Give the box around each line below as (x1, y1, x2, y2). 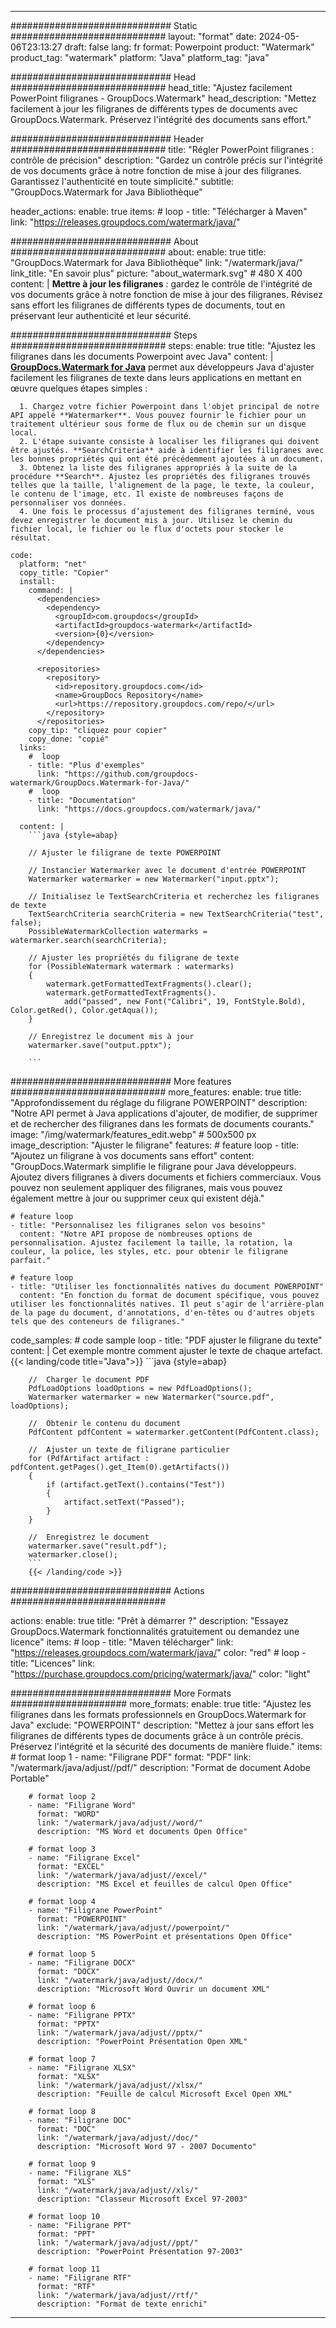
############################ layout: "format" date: (10, 31, 257, 42)
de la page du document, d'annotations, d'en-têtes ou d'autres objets (10, 1308, 315, 1318)
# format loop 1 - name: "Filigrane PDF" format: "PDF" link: (10, 1751, 252, 1763)
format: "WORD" (36, 1809, 101, 1819)
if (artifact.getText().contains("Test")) (46, 1480, 226, 1490)
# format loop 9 (28, 2159, 97, 2169)
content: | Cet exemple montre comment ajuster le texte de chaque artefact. (10, 1345, 323, 1356)
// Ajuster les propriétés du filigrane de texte (28, 953, 240, 963)
